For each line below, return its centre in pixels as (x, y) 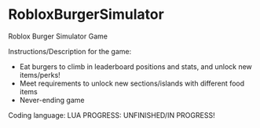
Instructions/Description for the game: (70, 51)
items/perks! (40, 75)
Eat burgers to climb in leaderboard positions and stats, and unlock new (136, 66)
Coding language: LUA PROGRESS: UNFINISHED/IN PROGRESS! (112, 115)
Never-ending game (52, 100)
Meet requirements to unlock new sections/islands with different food (132, 83)
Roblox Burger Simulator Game (58, 36)
